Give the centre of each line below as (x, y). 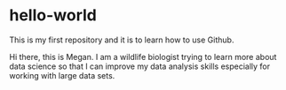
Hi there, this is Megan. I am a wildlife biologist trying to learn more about (143, 56)
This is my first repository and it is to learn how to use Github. (122, 40)
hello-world (53, 15)
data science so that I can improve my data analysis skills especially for (140, 66)
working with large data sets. (62, 75)
